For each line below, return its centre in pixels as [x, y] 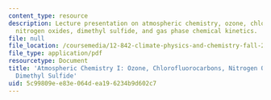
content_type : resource [48, 16]
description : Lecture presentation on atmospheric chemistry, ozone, [128, 23]
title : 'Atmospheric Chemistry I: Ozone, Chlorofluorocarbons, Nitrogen [133, 69]
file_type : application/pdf [56, 53]
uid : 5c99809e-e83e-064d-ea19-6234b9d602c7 [83, 83]
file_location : [34, 46]
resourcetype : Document [48, 61]
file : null [27, 38]
